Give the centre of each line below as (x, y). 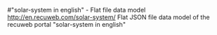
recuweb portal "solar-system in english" (67, 24)
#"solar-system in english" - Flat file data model (77, 10)
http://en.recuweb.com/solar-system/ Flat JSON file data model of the (108, 17)
